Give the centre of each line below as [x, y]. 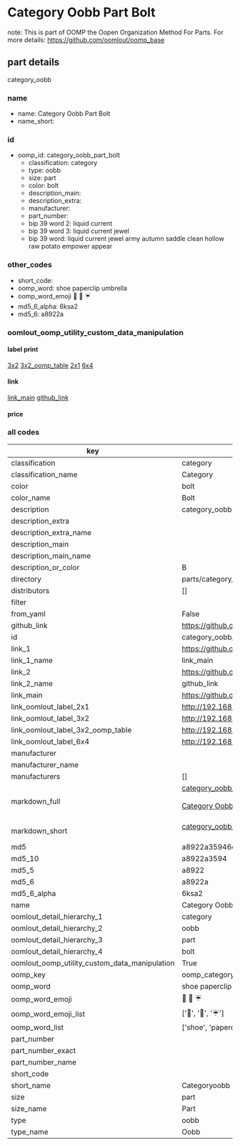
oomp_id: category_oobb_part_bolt [69, 155]
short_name [31, 1085]
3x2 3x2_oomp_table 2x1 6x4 [50, 365]
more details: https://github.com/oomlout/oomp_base [86, 39]
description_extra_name [51, 532]
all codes [24, 432]
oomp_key [29, 975]
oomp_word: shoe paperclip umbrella [72, 288]
